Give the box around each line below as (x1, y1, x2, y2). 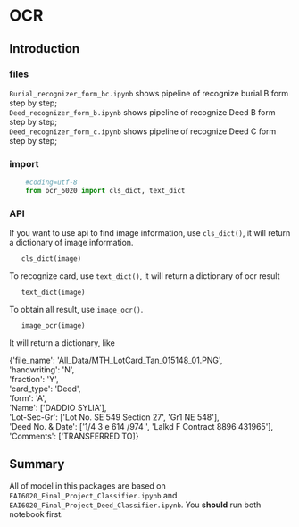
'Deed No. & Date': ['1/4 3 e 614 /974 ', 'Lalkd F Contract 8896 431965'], (9, 421, 274, 431)
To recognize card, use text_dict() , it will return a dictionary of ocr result (9, 271, 280, 281)
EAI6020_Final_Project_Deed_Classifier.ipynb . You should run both (9, 499, 262, 510)
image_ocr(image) (21, 321, 87, 330)
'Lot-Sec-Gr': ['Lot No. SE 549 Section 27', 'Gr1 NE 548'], (9, 412, 220, 422)
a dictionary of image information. (9, 238, 134, 248)
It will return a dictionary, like (9, 337, 116, 348)
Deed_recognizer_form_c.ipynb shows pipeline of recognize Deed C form (9, 126, 277, 137)
